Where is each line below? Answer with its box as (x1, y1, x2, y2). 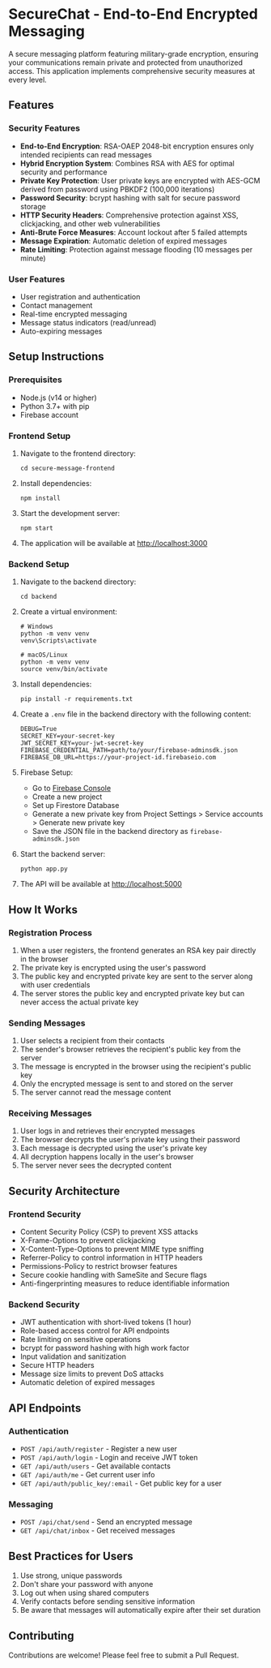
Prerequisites (8, 374, 62, 385)
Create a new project (32, 792, 103, 802)
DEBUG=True (19, 725, 57, 733)
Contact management (19, 300, 93, 310)
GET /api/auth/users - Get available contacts (19, 1461, 171, 1471)
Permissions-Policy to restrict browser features (19, 1262, 178, 1271)
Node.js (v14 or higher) (19, 393, 97, 402)
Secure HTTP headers (19, 1361, 95, 1370)
